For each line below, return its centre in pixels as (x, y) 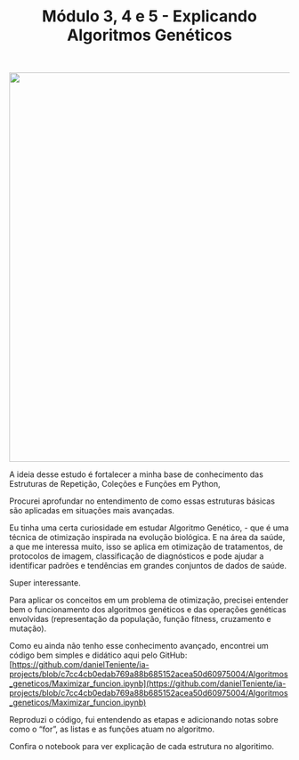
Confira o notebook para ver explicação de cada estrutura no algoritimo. (141, 746)
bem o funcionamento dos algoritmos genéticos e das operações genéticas (148, 609)
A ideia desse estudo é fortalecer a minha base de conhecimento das (137, 474)
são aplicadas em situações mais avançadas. (92, 510)
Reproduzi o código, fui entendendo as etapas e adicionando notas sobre (144, 719)
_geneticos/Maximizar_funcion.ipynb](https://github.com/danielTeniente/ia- (148, 683)
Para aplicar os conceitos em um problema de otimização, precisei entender (149, 600)
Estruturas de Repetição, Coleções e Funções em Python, (115, 483)
